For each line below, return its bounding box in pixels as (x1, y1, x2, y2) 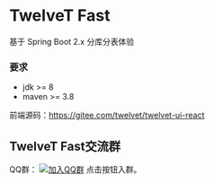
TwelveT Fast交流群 (9, 138, 121, 153)
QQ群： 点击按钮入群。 (9, 164, 142, 175)
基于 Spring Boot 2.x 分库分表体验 (9, 36, 135, 47)
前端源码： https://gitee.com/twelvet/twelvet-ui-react (9, 109, 205, 121)
